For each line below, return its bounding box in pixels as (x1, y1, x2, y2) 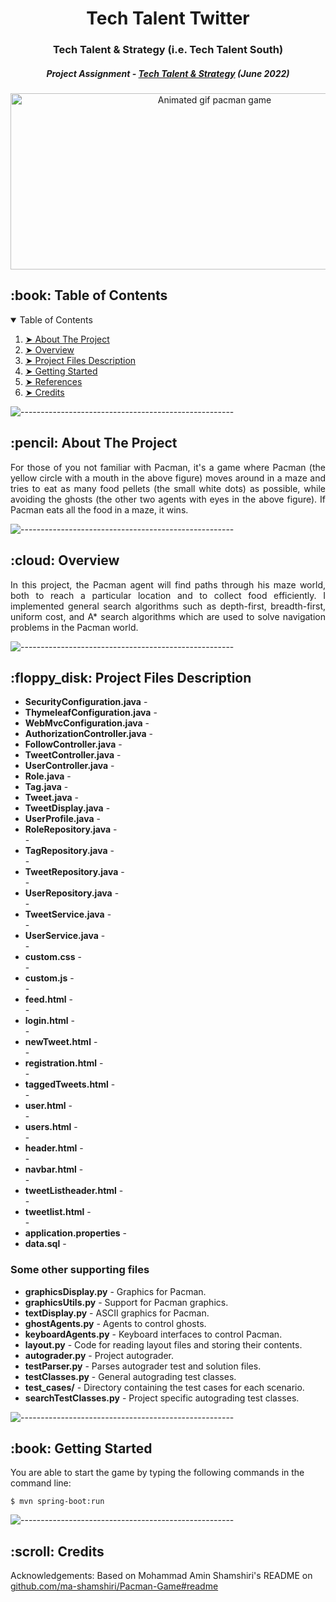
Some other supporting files (10, 1263, 150, 1277)
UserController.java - (24, 760, 115, 772)
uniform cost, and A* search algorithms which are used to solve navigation (10, 610, 326, 622)
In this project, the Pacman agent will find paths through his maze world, (10, 578, 326, 591)
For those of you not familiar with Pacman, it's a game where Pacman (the (10, 461, 326, 473)
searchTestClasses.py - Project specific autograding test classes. (24, 1392, 300, 1404)
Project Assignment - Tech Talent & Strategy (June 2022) (46, 67, 290, 79)
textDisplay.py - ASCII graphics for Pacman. (24, 1307, 210, 1319)
